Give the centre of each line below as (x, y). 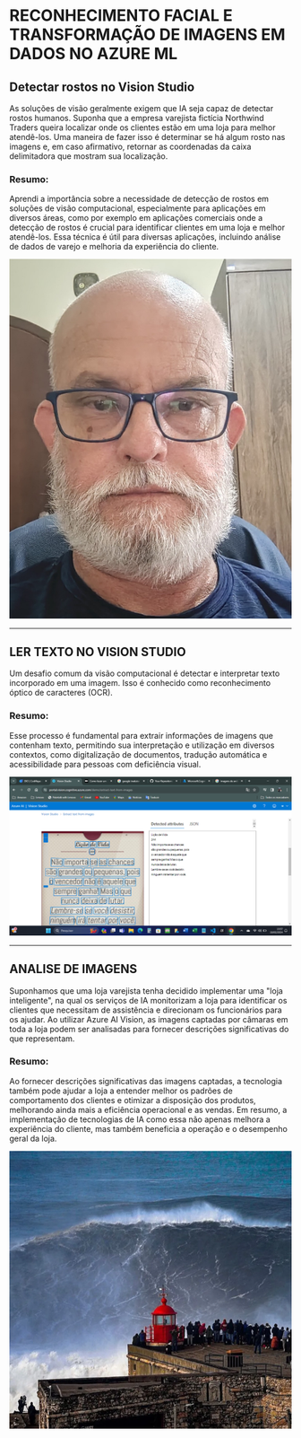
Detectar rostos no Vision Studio (102, 87)
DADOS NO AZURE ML (94, 54)
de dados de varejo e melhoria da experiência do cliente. (114, 247)
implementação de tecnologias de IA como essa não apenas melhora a (140, 1119)
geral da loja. (33, 1138)
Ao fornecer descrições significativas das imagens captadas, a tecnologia (146, 1081)
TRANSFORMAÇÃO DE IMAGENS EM (147, 35)
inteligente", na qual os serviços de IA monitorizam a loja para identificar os (148, 1000)
